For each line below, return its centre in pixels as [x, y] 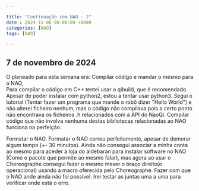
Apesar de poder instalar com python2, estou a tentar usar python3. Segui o [99, 96]
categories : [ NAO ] [29, 28]
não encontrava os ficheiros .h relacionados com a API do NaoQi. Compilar [98, 115]
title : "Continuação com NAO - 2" [49, 17]
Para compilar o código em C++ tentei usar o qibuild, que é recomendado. [97, 90]
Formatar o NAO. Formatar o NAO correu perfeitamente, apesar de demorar [99, 139]
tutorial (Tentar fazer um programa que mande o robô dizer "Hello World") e [99, 102]
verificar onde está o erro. [38, 183]
